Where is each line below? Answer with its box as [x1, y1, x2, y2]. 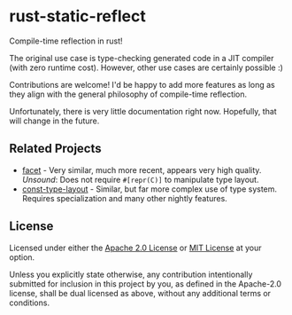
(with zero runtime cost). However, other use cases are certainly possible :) [9, 62, 283, 73]
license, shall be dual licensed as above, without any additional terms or [9, 287, 272, 298]
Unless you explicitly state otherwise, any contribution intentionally [9, 269, 253, 280]
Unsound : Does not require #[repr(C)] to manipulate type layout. [21, 174, 259, 185]
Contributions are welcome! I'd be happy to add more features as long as [9, 79, 276, 90]
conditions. [9, 297, 50, 308]
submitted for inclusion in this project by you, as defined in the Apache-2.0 [9, 278, 281, 289]
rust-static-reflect [9, 6, 146, 27]
